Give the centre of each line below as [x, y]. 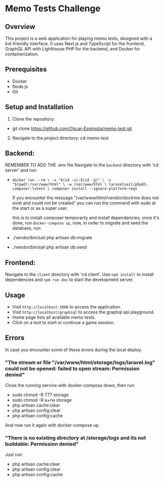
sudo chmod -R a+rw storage [42, 400]
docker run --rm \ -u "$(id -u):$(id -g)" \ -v [61, 180]
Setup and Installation [39, 107]
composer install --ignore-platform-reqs [94, 189]
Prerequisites [26, 69]
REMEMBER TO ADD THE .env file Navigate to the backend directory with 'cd [82, 165]
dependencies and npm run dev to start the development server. [69, 279]
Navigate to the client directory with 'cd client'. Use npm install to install [80, 275]
